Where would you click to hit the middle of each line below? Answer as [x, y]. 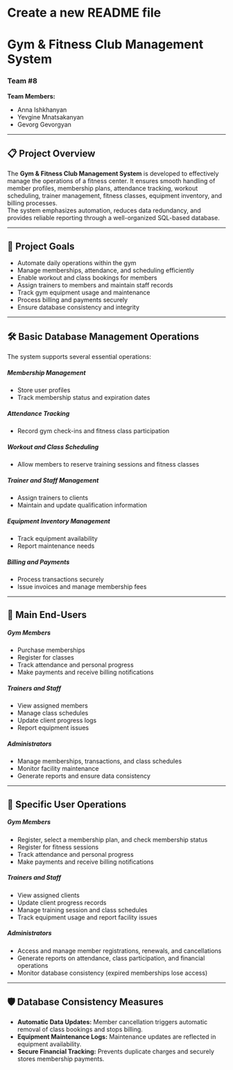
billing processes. [32, 203]
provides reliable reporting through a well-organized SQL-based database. [113, 218]
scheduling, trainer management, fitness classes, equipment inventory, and [115, 196]
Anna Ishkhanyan [42, 110]
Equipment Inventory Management [59, 521]
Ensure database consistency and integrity [78, 308]
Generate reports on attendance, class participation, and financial [111, 958]
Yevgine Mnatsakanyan [51, 117]
